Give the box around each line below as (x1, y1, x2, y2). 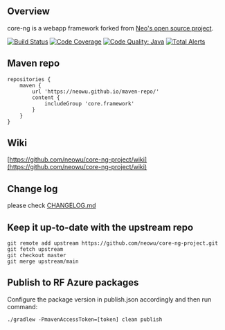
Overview (7, 6, 51, 17)
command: (7, 302, 38, 311)
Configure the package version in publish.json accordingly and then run (7, 295, 212, 304)
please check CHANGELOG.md (7, 201, 96, 210)
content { (32, 94, 60, 101)
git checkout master (7, 252, 67, 259)
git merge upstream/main (7, 258, 79, 266)
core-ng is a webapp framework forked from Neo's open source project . (7, 24, 214, 32)
